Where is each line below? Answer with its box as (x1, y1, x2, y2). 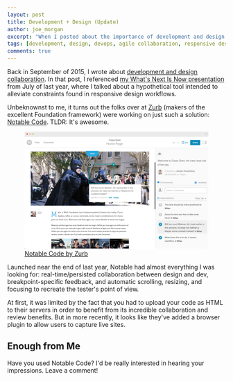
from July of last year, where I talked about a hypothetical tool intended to (7, 82, 218, 90)
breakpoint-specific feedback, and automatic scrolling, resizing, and (7, 277, 202, 285)
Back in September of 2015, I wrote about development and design (7, 68, 198, 76)
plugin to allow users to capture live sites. (7, 320, 126, 328)
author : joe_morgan (7, 26, 64, 33)
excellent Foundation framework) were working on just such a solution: (7, 111, 210, 118)
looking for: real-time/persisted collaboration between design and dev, (7, 270, 209, 278)
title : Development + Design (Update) (7, 18, 119, 26)
